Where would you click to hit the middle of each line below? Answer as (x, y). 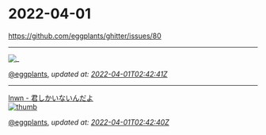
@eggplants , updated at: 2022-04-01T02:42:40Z (89, 122)
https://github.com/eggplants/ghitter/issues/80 (85, 36)
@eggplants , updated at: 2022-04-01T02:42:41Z (88, 74)
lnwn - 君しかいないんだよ (51, 98)
